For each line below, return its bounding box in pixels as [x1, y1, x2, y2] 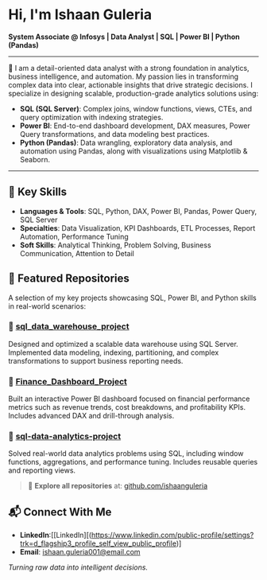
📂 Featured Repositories [8, 272, 130, 286]
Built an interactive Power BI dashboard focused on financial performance [8, 394, 250, 403]
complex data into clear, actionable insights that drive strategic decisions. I [8, 80, 253, 89]
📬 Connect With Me [8, 505, 112, 519]
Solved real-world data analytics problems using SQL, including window [8, 449, 244, 458]
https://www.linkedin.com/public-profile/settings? [91, 531, 254, 540]
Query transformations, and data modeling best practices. [19, 129, 210, 138]
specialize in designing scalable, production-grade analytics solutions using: [8, 88, 259, 98]
